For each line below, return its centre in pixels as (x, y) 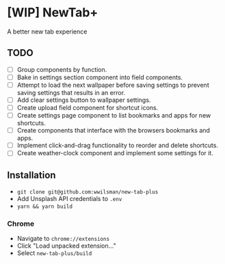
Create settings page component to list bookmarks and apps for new (114, 116)
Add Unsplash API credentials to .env (69, 199)
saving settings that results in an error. (71, 92)
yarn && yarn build (45, 207)
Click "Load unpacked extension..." (66, 246)
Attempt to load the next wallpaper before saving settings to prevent (113, 85)
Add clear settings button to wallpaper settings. (84, 100)
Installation (31, 175)
